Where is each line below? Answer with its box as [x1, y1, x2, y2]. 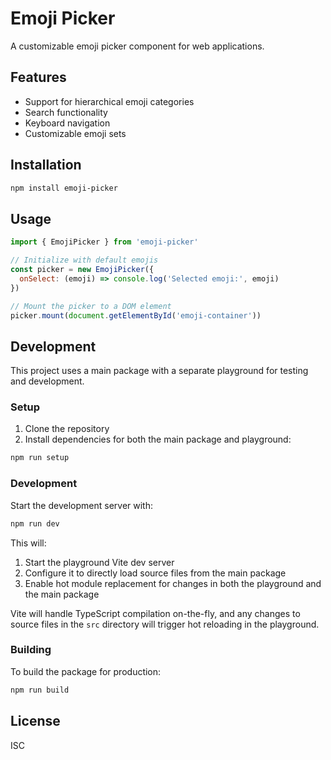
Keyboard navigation [24, 117, 111, 129]
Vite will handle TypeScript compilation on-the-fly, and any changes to [10, 607, 301, 619]
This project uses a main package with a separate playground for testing [10, 365, 309, 377]
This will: [10, 537, 47, 549]
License [10, 713, 61, 730]
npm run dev [10, 518, 60, 529]
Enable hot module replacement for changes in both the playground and [24, 577, 322, 589]
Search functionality [24, 106, 108, 118]
